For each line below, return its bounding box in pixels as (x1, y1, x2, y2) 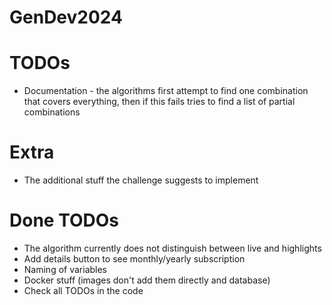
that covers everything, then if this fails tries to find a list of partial (23, 96, 296, 108)
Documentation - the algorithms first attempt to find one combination (23, 85, 309, 97)
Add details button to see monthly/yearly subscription (23, 253, 246, 265)
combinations (23, 106, 81, 118)
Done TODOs (9, 209, 119, 232)
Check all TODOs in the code (23, 285, 144, 296)
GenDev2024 (9, 6, 123, 29)
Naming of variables (23, 264, 108, 275)
